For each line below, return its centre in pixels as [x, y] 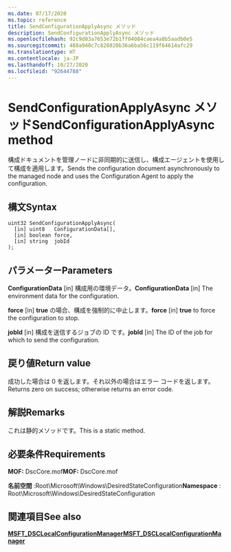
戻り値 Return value [49, 363]
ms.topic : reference [37, 20]
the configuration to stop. [44, 318]
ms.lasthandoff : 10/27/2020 [48, 65]
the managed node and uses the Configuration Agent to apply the [101, 176]
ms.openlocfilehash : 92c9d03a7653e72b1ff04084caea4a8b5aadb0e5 [100, 39]
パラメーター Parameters [60, 270]
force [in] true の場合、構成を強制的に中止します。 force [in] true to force [112, 310]
